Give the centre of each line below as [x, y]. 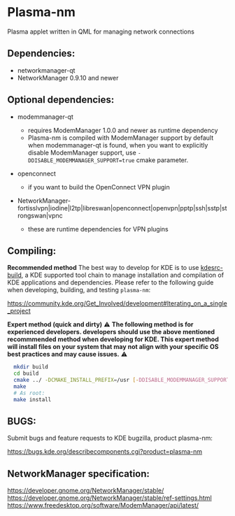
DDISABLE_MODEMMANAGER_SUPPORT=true [81, 160]
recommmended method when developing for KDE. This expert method [113, 339]
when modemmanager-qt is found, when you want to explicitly [118, 145]
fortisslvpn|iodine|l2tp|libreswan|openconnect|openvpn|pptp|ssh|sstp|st [122, 208]
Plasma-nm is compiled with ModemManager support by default [121, 138]
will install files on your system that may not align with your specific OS [113, 347]
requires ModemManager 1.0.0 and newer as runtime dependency [123, 130]
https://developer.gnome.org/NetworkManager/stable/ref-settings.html [109, 498]
